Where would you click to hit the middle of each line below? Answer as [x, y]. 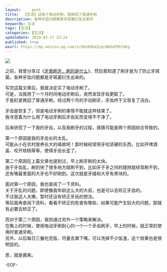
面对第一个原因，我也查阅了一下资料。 [44, 184]
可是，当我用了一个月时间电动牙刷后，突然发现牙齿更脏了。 [66, 94]
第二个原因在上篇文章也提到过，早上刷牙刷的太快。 [57, 161]
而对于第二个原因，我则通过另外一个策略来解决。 [55, 219]
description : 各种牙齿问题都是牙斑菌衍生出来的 [49, 19]
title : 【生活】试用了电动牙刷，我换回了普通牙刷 [51, 14]
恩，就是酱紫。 [20, 255]
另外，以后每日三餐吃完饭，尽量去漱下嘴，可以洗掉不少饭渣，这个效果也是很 [83, 238]
